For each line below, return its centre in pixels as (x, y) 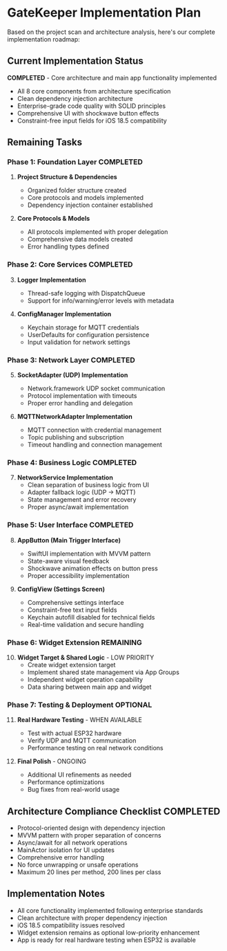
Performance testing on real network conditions (95, 748)
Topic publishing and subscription (76, 437)
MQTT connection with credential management (95, 430)
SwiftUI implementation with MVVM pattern (89, 553)
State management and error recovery (82, 500)
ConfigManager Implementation (64, 314)
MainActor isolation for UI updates (66, 850)
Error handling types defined (68, 246)
